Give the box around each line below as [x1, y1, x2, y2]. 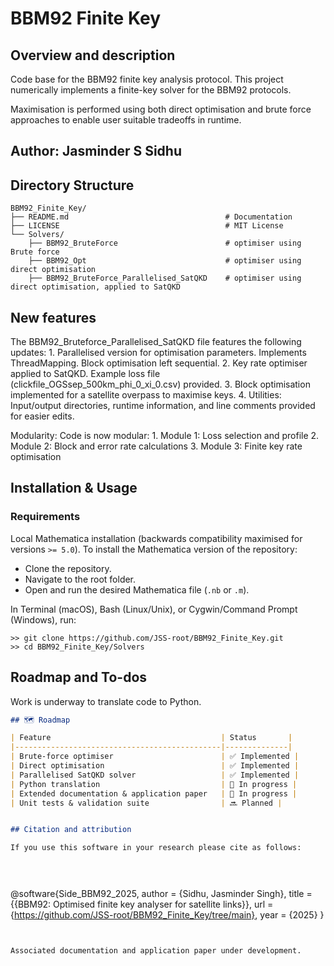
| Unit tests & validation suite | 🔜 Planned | [10, 798, 283, 808]
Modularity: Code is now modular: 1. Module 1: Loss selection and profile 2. [10, 430, 320, 442]
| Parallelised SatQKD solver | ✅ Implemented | [10, 770, 300, 780]
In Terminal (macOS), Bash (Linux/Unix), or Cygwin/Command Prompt [10, 603, 298, 615]
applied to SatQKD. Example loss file [10, 368, 161, 380]
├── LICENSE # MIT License [10, 221, 284, 231]
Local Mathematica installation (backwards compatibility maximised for [10, 532, 303, 544]
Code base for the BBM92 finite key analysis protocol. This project [10, 73, 284, 85]
